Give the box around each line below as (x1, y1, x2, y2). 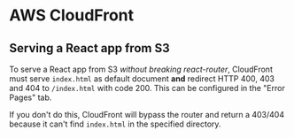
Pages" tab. (9, 92, 52, 103)
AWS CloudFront (9, 5, 135, 26)
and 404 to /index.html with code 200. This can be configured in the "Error (9, 83, 285, 93)
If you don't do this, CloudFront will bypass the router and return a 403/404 (9, 110, 285, 119)
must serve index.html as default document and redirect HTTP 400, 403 (9, 73, 275, 84)
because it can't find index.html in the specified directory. (9, 119, 221, 129)
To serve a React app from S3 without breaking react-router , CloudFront (9, 64, 273, 74)
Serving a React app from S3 (9, 41, 170, 56)
